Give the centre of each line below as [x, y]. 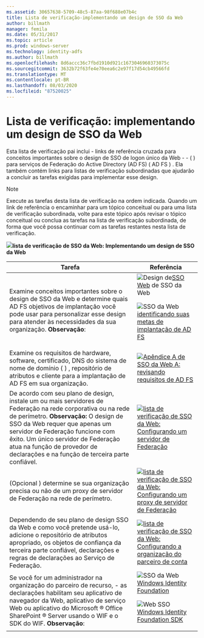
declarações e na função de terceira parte [69, 454]
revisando [151, 372]
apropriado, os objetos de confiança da [65, 542]
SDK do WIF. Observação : [47, 623]
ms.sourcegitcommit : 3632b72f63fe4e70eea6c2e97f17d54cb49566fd [88, 69]
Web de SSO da [159, 285]
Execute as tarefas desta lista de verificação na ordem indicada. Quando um [102, 200]
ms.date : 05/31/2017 [32, 35]
